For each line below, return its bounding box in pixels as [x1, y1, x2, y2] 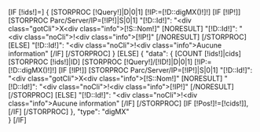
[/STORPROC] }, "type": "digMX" [23, 107, 130, 116]
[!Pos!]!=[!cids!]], [193, 98, 249, 108]
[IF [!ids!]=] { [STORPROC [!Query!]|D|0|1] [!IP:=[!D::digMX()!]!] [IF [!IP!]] [8, 8, 241, 16]
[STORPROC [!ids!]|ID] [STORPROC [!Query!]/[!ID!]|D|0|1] [8, 57, 193, 66]
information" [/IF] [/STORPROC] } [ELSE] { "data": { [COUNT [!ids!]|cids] [8, 49, 242, 58]
